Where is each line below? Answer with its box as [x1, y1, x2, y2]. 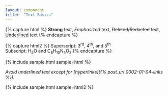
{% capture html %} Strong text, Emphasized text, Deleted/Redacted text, [5, 26, 160, 32]
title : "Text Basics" [5, 12, 53, 17]
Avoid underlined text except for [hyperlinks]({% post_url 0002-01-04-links [5, 68, 163, 75]
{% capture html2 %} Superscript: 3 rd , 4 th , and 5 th [5, 41, 111, 49]
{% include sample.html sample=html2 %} [5, 84, 94, 90]
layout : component [5, 7, 44, 13]
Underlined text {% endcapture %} [5, 32, 78, 38]
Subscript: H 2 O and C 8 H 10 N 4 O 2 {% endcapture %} [5, 48, 112, 55]
